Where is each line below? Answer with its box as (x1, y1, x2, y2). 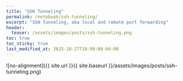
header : (6, 24, 25, 31)
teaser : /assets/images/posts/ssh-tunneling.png (11, 30, 132, 36)
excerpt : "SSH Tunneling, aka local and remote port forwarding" (6, 19, 168, 25)
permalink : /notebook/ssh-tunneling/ (6, 14, 98, 20)
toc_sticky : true (6, 41, 49, 47)
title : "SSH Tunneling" (6, 8, 64, 14)
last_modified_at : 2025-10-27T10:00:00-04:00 (6, 46, 119, 52)
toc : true (6, 35, 30, 41)
